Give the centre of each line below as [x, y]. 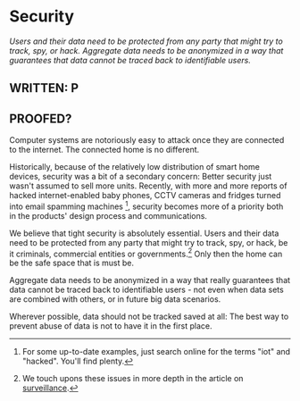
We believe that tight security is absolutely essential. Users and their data [144, 233]
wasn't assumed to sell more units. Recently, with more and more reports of [148, 186]
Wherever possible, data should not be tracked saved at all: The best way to [149, 317]
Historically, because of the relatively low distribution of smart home [135, 167]
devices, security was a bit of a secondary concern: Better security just [141, 177]
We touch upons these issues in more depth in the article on [133, 379]
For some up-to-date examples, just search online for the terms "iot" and [156, 352]
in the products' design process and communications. [108, 215]
